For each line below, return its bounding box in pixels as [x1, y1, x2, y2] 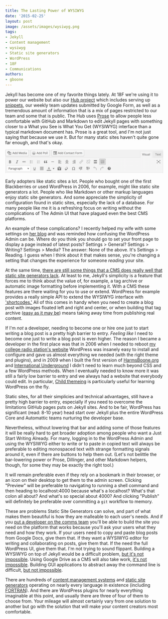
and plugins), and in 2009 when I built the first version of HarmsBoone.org [5, 357, 159, 363]
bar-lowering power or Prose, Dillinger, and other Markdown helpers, [5, 457, 147, 463]
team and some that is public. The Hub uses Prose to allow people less [5, 113, 151, 119]
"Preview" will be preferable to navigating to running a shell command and [5, 482, 159, 488]
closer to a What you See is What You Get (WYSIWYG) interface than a [5, 124, 151, 129]
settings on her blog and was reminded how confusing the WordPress [5, 230, 149, 236]
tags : [5, 29, 17, 35]
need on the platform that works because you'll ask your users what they [5, 524, 156, 530]
